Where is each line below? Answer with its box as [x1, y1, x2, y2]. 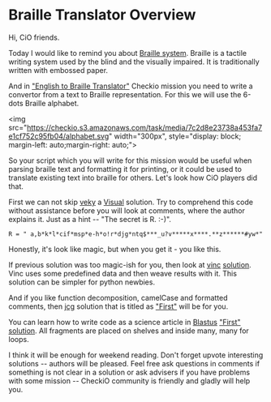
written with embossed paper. [8, 65, 108, 75]
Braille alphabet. [24, 98, 80, 108]
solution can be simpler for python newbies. [8, 277, 156, 287]
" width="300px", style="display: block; [108, 131, 242, 141]
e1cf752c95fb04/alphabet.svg [8, 131, 110, 141]
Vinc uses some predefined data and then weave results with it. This [8, 268, 238, 278]
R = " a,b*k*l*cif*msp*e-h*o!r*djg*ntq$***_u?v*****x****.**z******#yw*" [8, 229, 264, 238]
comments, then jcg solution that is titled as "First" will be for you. [8, 301, 229, 311]
